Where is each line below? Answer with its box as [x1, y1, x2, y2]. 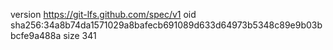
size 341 [63, 30, 97, 41]
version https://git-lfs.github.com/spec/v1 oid [10, 9, 197, 20]
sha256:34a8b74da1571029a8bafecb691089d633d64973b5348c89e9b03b [10, 19, 323, 31]
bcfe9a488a [10, 30, 62, 41]
